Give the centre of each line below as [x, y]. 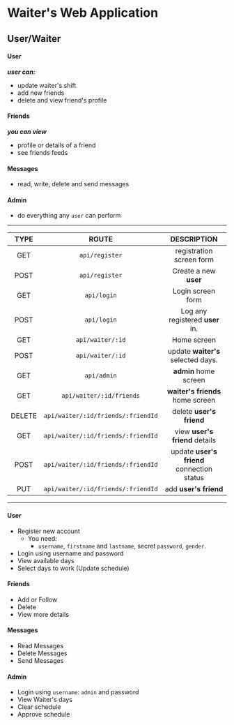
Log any [194, 311]
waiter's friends [194, 391]
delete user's [194, 412]
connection [194, 469]
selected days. [194, 360]
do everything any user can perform [69, 216]
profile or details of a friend [56, 145]
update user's [194, 451]
